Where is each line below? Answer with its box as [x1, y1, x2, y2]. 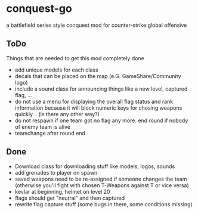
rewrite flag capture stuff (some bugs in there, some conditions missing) [14, 200, 193, 207]
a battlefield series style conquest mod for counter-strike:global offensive [6, 21, 187, 29]
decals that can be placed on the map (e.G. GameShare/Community [14, 72, 181, 79]
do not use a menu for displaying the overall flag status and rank [14, 98, 174, 105]
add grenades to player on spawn [14, 169, 98, 176]
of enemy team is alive [14, 123, 70, 130]
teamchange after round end [14, 129, 85, 137]
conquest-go [6, 2, 73, 15]
